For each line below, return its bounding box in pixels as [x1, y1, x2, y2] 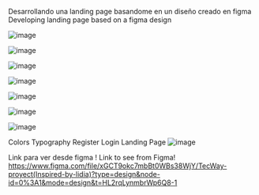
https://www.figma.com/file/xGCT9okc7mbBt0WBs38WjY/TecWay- [8, 161, 227, 171]
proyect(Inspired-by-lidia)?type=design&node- [8, 170, 160, 178]
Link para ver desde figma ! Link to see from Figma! [8, 153, 176, 162]
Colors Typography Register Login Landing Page [8, 137, 167, 147]
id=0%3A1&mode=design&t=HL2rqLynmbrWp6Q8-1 [8, 178, 178, 187]
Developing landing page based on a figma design [8, 15, 172, 24]
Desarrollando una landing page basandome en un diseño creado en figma [8, 7, 252, 16]
